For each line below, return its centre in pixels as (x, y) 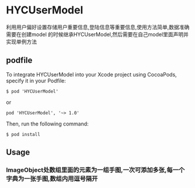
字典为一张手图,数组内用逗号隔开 (52, 179)
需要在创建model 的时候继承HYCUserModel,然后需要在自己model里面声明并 (97, 34)
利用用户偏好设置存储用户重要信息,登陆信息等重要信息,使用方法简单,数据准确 (98, 27)
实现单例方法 (21, 41)
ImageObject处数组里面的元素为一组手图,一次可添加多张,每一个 (95, 170)
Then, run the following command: (47, 124)
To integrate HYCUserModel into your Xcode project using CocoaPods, (91, 74)
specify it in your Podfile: (36, 81)
